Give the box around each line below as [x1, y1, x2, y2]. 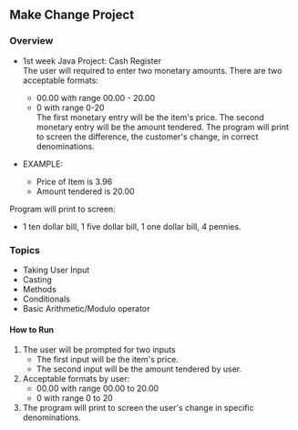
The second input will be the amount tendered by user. [36, 363, 242, 374]
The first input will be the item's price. [36, 354, 180, 365]
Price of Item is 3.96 [36, 176, 113, 187]
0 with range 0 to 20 [36, 393, 114, 404]
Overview [9, 35, 54, 47]
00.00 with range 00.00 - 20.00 [36, 92, 156, 103]
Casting [22, 273, 53, 285]
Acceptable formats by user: [22, 374, 130, 384]
